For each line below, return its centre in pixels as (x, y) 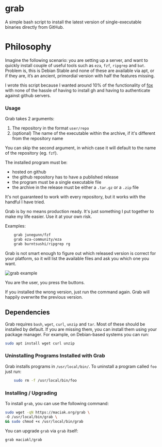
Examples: (15, 226)
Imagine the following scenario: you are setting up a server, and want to (77, 60)
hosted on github (29, 172)
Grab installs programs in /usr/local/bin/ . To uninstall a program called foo (81, 366)
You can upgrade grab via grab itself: (42, 430)
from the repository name (38, 139)
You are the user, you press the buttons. (45, 282)
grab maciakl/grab (24, 440)
